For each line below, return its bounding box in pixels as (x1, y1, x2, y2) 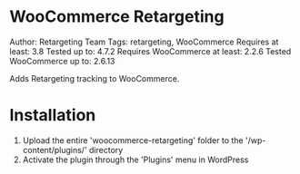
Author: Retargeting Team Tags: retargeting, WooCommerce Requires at (9, 36, 279, 47)
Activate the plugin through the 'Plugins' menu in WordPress (22, 154, 249, 165)
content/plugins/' (22, 144, 88, 155)
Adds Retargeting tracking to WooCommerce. (9, 72, 180, 83)
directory (89, 144, 124, 155)
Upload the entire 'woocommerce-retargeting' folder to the (22, 134, 244, 146)
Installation (9, 105, 96, 126)
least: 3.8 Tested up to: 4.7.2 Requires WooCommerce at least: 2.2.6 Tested (9, 45, 292, 56)
